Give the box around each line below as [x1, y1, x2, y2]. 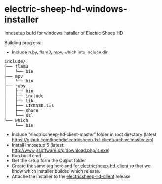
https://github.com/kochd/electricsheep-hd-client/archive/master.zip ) [11, 136, 154, 143]
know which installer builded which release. [11, 168, 100, 174]
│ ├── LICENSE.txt [4, 103, 55, 108]
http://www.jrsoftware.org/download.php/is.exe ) [11, 147, 110, 153]
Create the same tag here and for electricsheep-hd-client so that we [11, 163, 151, 169]
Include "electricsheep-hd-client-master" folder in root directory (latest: [11, 131, 158, 137]
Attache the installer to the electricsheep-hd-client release [11, 173, 131, 179]
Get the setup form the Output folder [11, 158, 87, 163]
